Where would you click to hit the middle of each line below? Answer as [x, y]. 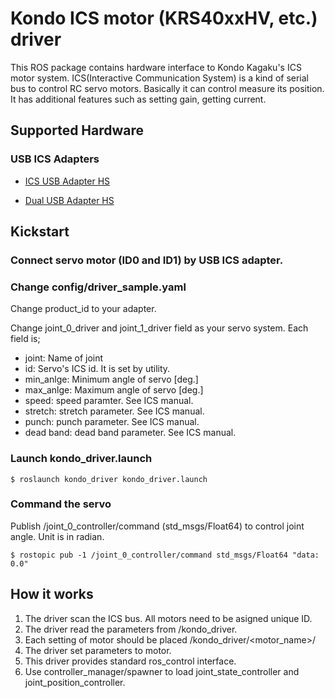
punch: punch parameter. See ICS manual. [112, 422]
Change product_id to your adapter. [83, 309]
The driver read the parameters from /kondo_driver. [131, 629]
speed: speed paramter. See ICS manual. [109, 401]
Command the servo [61, 504]
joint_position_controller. [75, 682]
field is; [25, 339]
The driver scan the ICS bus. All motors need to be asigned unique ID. [168, 618]
